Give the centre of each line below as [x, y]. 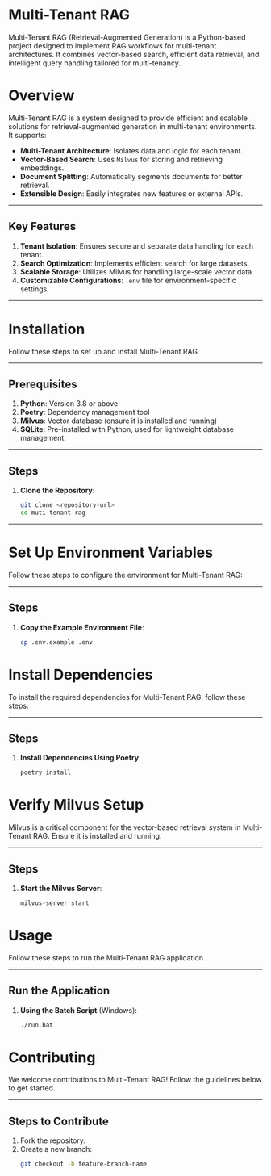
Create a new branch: [56, 1149]
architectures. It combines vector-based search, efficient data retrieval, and [134, 54]
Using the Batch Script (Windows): [78, 1010]
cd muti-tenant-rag [53, 513]
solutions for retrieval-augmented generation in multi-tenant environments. [133, 126]
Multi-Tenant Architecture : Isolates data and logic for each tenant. [131, 150]
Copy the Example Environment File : [82, 627]
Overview [42, 96]
